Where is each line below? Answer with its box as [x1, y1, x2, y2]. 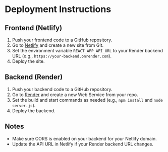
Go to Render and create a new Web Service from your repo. [12, 92, 138, 98]
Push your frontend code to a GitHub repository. [12, 37, 113, 43]
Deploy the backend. [12, 107, 55, 114]
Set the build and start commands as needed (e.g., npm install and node [12, 97, 163, 103]
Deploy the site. [12, 58, 45, 64]
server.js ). [12, 102, 36, 108]
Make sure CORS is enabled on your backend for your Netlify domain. [12, 135, 157, 141]
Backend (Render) [5, 73, 63, 82]
